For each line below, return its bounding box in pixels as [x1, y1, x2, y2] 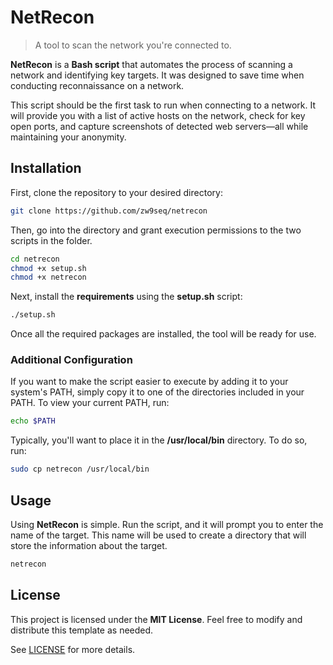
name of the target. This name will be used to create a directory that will [10, 529, 307, 541]
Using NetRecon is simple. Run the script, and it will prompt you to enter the [10, 518, 324, 530]
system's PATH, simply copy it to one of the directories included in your [10, 386, 305, 398]
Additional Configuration [10, 353, 133, 367]
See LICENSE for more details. [10, 643, 136, 655]
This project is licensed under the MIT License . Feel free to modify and [10, 613, 303, 625]
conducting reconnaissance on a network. [10, 79, 185, 91]
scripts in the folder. [10, 234, 93, 246]
